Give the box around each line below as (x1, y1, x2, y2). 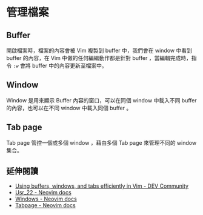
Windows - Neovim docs (15, 195, 77, 203)
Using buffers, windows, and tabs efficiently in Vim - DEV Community (15, 182, 189, 190)
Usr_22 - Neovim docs (15, 189, 72, 196)
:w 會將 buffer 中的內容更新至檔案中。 (13, 62, 107, 69)
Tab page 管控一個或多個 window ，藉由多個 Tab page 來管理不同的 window (6, 139, 197, 146)
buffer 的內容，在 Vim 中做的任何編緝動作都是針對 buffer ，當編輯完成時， (6, 55, 192, 61)
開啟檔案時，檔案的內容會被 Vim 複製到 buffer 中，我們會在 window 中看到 (6, 47, 192, 54)
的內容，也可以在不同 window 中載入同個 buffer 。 (6, 104, 132, 111)
